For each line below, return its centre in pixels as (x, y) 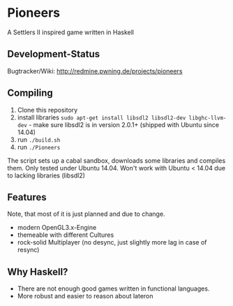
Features (27, 197)
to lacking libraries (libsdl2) (46, 175)
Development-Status (53, 54)
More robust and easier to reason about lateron (85, 296)
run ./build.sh (39, 139)
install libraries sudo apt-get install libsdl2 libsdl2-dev (102, 117)
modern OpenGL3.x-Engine (57, 228)
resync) (28, 250)
